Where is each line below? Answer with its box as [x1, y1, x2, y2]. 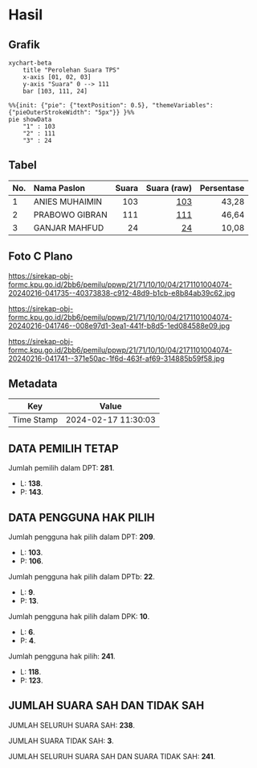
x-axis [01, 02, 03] [22, 73, 92, 81]
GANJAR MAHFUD [33, 222, 104, 233]
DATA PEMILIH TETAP [8, 442, 119, 455]
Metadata [8, 377, 58, 391]
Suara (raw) [145, 182, 193, 193]
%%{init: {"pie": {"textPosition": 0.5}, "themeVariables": [8, 102, 214, 110]
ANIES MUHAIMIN [33, 196, 103, 207]
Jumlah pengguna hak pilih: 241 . [8, 651, 116, 662]
